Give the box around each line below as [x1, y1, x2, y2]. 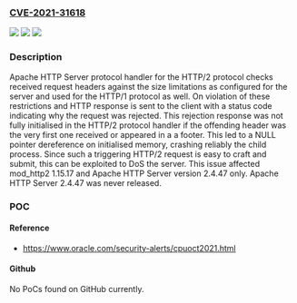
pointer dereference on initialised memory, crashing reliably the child [9, 139, 267, 150]
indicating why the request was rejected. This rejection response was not [9, 110, 283, 121]
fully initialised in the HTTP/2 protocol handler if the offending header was [9, 120, 287, 131]
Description [9, 51, 63, 64]
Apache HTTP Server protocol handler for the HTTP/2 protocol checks [9, 71, 274, 83]
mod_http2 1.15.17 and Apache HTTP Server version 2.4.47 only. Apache [9, 168, 279, 179]
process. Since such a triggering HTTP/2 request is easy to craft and [9, 148, 267, 160]
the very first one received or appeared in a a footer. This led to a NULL [9, 129, 277, 140]
